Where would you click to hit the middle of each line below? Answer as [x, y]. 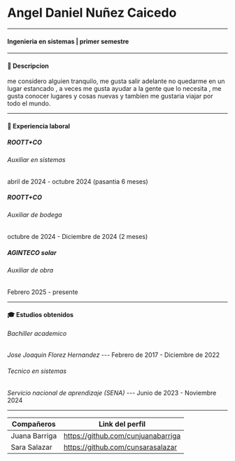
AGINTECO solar [32, 252]
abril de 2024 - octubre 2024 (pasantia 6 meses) [78, 181]
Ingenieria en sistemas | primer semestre [68, 41]
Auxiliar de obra [30, 270]
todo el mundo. [29, 103]
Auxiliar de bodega [35, 215]
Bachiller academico [37, 333]
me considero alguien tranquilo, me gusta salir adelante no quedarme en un [116, 81]
